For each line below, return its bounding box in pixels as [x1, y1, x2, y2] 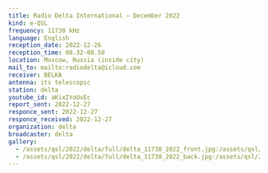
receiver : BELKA [8, 71, 62, 79]
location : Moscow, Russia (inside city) [8, 57, 145, 65]
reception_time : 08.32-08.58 [8, 49, 105, 57]
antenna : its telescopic [8, 78, 91, 86]
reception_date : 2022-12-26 [8, 41, 102, 49]
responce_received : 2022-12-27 [8, 116, 112, 124]
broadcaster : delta [8, 130, 73, 138]
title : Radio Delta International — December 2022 [8, 11, 180, 20]
